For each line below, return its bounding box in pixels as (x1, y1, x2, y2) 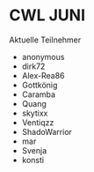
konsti (21, 154, 45, 165)
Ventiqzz (21, 116, 54, 128)
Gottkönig (21, 79, 58, 90)
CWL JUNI (9, 5, 86, 26)
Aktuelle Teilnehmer (9, 34, 82, 45)
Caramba (21, 89, 55, 100)
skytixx (21, 108, 48, 118)
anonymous (21, 51, 65, 62)
